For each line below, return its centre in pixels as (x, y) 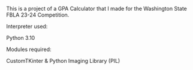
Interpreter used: (27, 26)
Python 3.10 (21, 38)
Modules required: (29, 49)
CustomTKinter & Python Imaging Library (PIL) (63, 61)
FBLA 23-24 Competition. (38, 15)
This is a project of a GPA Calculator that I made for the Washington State (97, 9)
